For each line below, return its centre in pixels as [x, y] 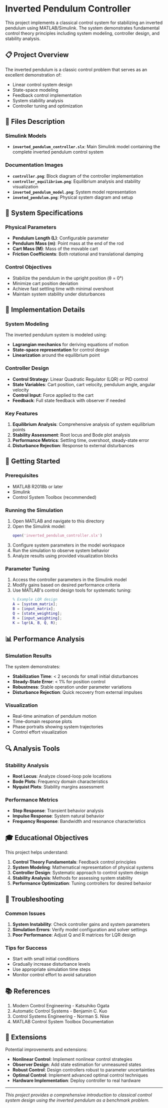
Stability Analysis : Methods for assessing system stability [72, 878]
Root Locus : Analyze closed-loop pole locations [62, 776]
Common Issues [25, 913]
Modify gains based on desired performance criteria [66, 585]
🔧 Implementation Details [45, 310]
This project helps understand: [37, 853]
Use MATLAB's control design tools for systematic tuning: [72, 590]
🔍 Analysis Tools [32, 749]
